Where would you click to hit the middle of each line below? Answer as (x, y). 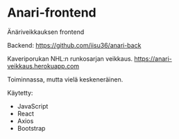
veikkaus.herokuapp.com (43, 66)
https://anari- (153, 58)
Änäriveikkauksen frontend (46, 32)
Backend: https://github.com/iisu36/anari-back (74, 45)
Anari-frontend (52, 13)
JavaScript (33, 106)
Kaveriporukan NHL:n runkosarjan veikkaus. (70, 58)
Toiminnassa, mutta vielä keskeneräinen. (65, 79)
